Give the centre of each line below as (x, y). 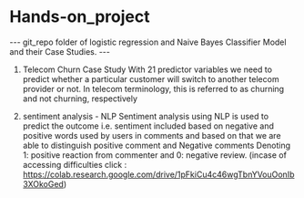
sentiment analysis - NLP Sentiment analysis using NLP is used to (146, 116)
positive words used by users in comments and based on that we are (152, 135)
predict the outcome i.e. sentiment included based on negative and (148, 126)
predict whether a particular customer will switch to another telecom (151, 78)
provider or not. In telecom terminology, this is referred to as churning (153, 89)
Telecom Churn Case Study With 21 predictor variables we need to (147, 69)
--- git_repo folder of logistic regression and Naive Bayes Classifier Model (148, 42)
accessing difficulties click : (75, 164)
